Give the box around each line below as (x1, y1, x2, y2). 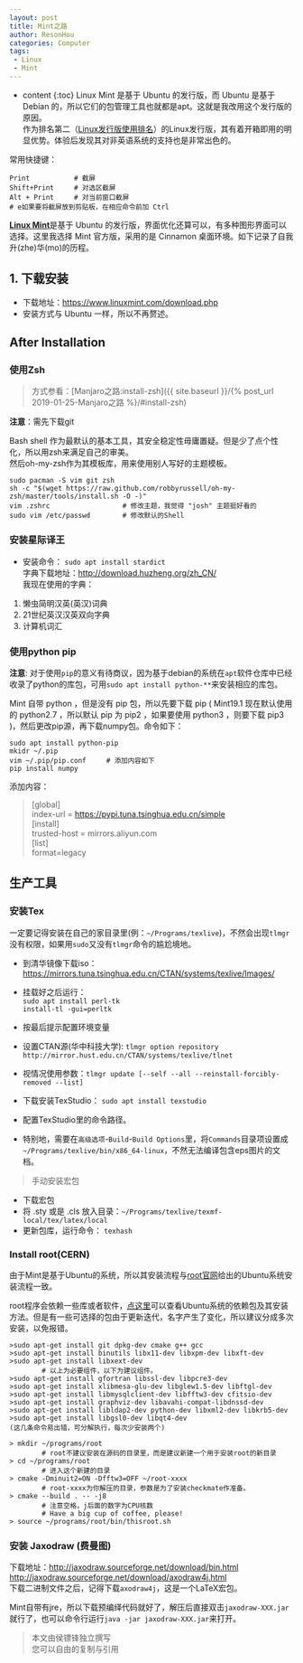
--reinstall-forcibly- (195, 1069, 280, 1078)
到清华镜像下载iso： (22, 957, 97, 968)
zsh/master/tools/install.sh (9, 492, 119, 502)
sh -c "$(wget (9, 484, 63, 493)
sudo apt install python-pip (9, 738, 119, 747)
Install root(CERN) (9, 1248, 90, 1261)
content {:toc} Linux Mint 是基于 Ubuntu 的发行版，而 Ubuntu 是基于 (22, 89, 276, 100)
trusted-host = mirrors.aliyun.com (31, 828, 158, 839)
